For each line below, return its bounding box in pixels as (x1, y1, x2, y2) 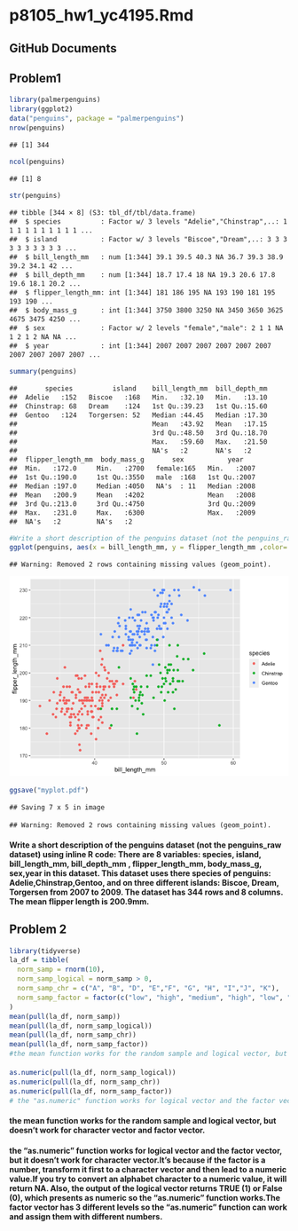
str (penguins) (9, 191, 62, 200)
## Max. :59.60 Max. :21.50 (9, 437, 268, 446)
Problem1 (9, 70, 62, 85)
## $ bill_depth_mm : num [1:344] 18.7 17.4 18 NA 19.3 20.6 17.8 (9, 270, 276, 280)
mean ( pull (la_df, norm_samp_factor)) (9, 1040, 149, 1049)
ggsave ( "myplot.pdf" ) (9, 786, 90, 795)
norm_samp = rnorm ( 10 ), (17, 965, 105, 975)
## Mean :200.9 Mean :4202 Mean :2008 (9, 490, 255, 500)
